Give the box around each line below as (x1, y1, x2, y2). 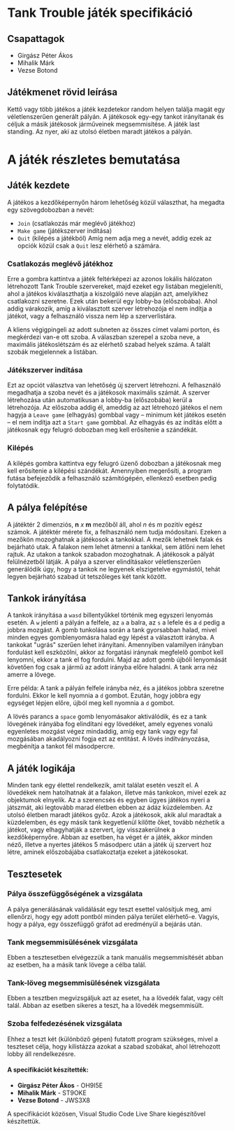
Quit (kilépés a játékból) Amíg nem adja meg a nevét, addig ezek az (17, 234, 212, 242)
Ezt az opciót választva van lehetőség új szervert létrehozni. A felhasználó (7, 381, 221, 390)
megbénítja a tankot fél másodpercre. (7, 742, 115, 751)
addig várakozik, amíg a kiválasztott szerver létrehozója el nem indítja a (7, 304, 212, 313)
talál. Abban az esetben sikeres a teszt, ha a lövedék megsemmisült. (7, 1002, 204, 1010)
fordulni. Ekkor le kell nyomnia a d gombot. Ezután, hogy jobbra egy (7, 691, 201, 700)
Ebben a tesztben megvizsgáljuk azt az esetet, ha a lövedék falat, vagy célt (7, 994, 224, 1002)
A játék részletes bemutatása (7, 152, 180, 167)
